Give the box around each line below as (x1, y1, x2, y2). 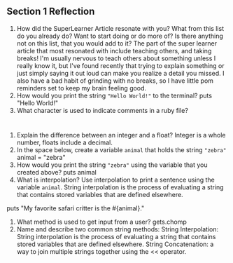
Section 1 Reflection (6, 6, 95, 18)
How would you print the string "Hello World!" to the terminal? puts (16, 91, 213, 100)
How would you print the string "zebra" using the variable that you (16, 161, 208, 169)
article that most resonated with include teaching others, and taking (16, 46, 212, 55)
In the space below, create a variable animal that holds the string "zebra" (16, 146, 227, 154)
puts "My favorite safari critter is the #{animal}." (6, 204, 145, 213)
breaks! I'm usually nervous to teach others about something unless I (16, 54, 216, 62)
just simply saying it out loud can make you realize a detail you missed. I (16, 69, 225, 77)
